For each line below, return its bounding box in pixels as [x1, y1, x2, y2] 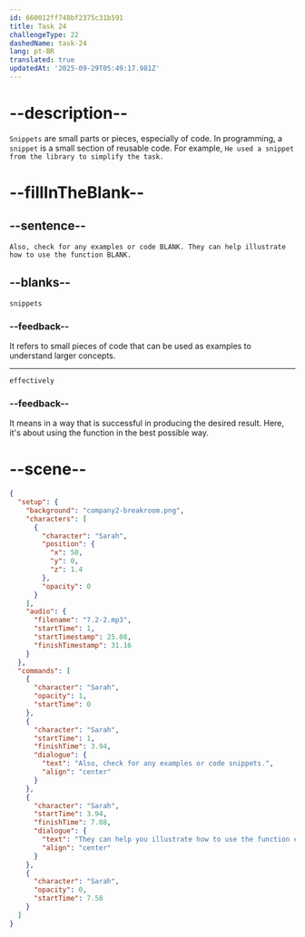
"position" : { [42, 540, 95, 549]
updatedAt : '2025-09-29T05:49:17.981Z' [9, 64, 161, 73]
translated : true [9, 55, 75, 64]
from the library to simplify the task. [9, 151, 165, 161]
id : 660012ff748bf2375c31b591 [9, 13, 124, 23]
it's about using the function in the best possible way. [9, 427, 210, 438]
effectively [9, 376, 54, 386]
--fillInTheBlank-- [9, 182, 145, 202]
